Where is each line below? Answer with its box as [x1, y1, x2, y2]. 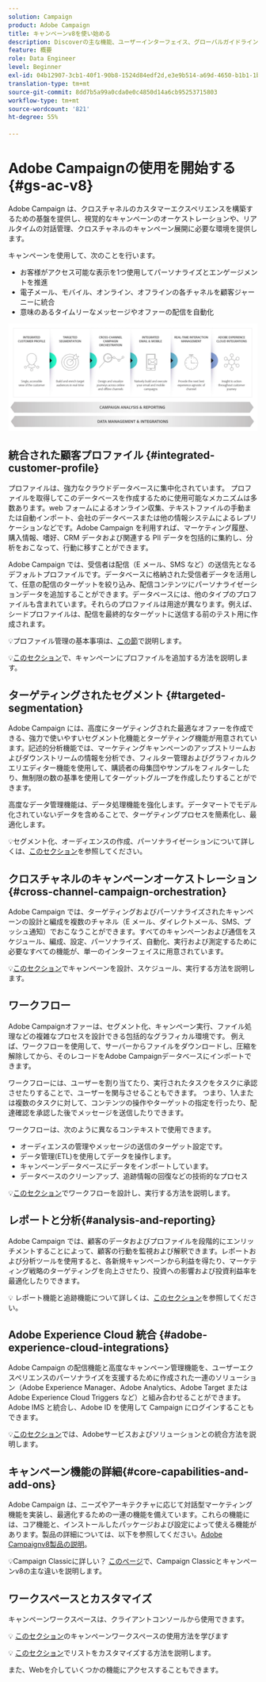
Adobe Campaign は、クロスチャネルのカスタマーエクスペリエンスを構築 [8, 203, 247, 214]
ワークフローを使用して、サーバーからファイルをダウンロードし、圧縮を [21, 1041, 257, 1051]
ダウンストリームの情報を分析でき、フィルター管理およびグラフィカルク [21, 753, 257, 763]
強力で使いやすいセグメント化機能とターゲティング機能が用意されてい [28, 733, 257, 743]
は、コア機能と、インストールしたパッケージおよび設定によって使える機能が [8, 1520, 257, 1530]
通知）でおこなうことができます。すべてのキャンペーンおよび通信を [28, 926, 249, 936]
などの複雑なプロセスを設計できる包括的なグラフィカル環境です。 [14, 1031, 230, 1041]
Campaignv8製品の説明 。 [8, 1540, 92, 1549]
